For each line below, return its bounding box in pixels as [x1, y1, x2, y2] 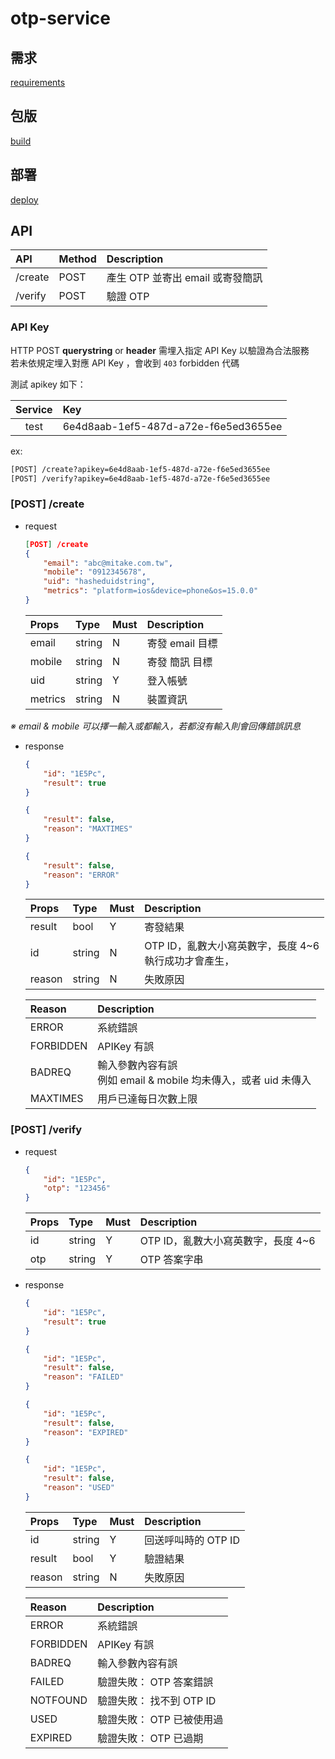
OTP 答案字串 [139, 1253, 204, 1267]
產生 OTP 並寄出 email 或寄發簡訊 [106, 271, 263, 285]
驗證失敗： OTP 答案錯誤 [97, 1675, 214, 1689]
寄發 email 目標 [146, 636, 218, 650]
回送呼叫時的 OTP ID [144, 1533, 240, 1547]
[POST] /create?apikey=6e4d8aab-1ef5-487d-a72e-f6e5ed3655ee [10, 464, 271, 474]
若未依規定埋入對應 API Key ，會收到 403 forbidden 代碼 [10, 357, 240, 369]
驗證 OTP [106, 290, 150, 304]
